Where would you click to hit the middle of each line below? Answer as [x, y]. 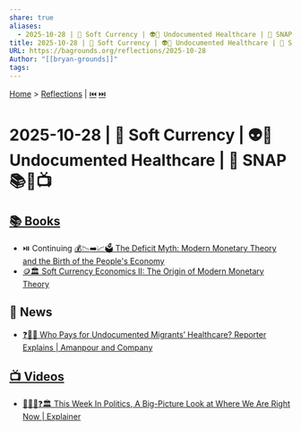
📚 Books [35, 221]
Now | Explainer [52, 416]
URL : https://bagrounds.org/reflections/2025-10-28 [107, 51]
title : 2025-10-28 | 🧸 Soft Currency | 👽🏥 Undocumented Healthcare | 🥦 [147, 43]
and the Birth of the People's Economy [93, 260]
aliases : [26, 26]
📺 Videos [37, 377]
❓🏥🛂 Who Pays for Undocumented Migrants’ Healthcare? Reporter [144, 334]
